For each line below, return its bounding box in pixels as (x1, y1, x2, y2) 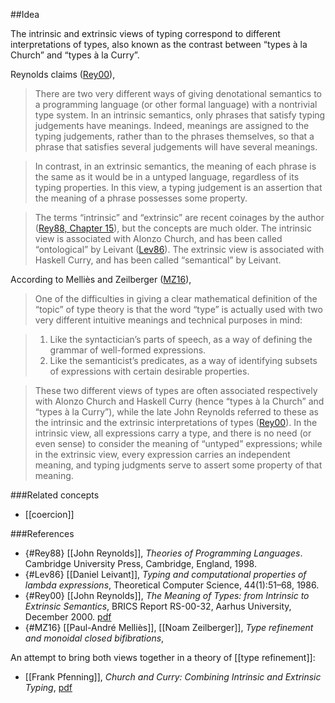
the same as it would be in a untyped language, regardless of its (34, 171, 300, 183)
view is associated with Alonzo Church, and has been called (34, 233, 283, 244)
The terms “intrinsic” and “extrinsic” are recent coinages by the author (34, 212, 325, 223)
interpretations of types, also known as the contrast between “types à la (10, 39, 308, 50)
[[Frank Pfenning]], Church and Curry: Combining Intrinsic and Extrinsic (24, 671, 322, 683)
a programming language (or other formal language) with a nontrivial (34, 99, 318, 110)
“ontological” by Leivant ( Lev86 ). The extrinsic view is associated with (34, 244, 325, 255)
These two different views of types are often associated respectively (34, 385, 318, 396)
